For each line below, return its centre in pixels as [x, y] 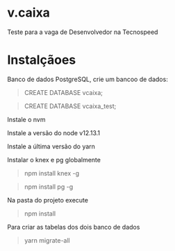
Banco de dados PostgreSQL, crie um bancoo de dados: [87, 79]
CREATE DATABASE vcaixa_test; [70, 106]
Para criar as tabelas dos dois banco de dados [74, 227]
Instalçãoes [42, 60]
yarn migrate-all [47, 240]
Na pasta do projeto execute [48, 200]
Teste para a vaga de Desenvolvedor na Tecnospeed [83, 32]
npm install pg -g [49, 187]
